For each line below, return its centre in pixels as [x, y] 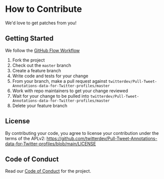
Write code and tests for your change [50, 76]
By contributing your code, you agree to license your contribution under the [82, 133]
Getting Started [29, 38]
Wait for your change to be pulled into [51, 96]
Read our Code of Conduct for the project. [48, 171]
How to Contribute [44, 9]
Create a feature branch [37, 70]
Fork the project [29, 60]
